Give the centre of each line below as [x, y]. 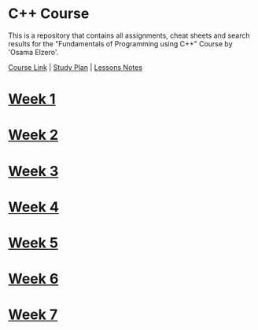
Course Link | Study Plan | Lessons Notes [76, 67]
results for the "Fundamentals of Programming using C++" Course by [120, 43]
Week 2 [33, 135]
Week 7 [33, 315]
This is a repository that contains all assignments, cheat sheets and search [129, 35]
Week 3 [33, 171]
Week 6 [33, 279]
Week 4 [33, 207]
